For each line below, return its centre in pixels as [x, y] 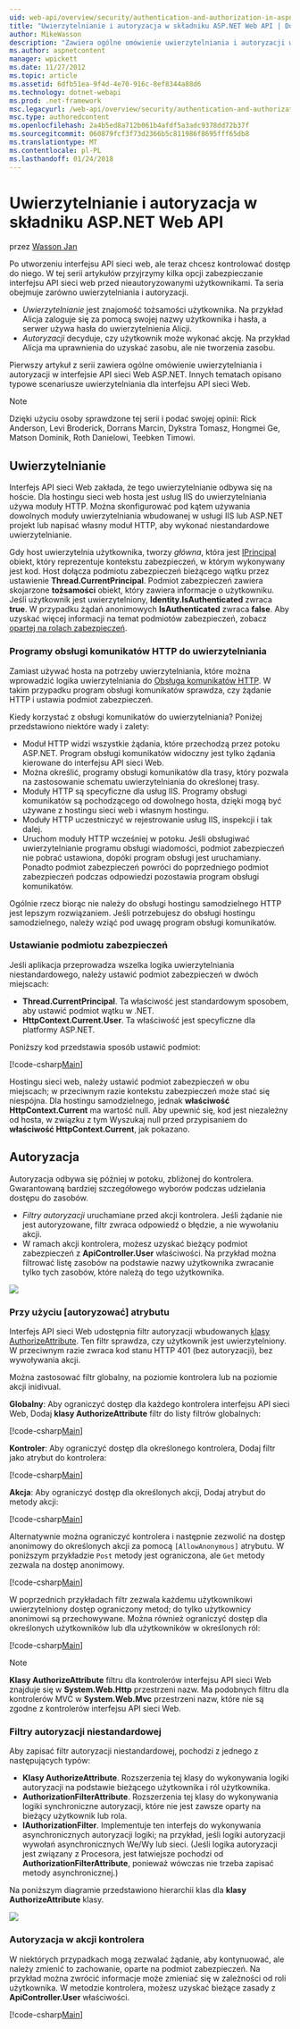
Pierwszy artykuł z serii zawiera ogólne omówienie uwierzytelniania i [136, 365]
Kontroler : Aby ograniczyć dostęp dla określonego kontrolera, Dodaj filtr [142, 1448]
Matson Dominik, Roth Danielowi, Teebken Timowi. [102, 438]
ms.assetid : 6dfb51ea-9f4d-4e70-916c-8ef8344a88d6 [105, 84]
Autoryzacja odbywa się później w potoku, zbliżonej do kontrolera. [132, 1179]
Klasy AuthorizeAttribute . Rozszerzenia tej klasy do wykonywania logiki [155, 1778]
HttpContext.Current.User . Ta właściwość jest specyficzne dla [139, 1020]
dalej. [32, 829]
